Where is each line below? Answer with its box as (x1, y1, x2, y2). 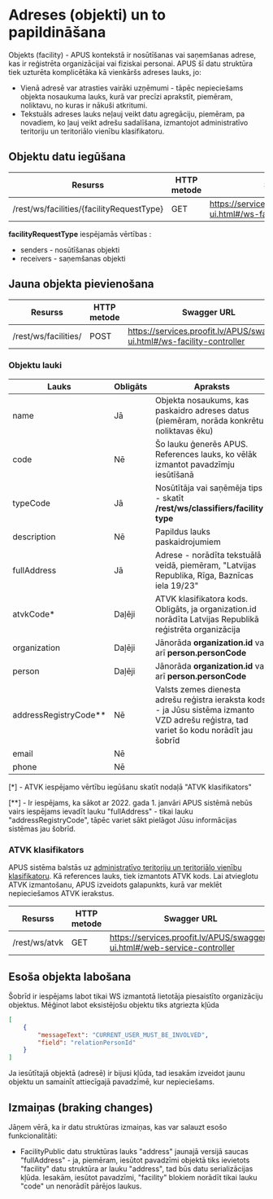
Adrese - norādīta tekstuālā (154, 549, 262, 560)
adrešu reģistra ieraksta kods (154, 694, 266, 705)
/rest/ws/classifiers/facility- (154, 503, 269, 514)
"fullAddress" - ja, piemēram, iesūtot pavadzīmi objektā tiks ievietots (19, 1155, 250, 1166)
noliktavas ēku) (154, 425, 214, 437)
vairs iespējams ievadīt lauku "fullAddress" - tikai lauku (8, 806, 193, 816)
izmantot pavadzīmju (154, 459, 236, 470)
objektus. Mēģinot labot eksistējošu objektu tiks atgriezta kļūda (8, 999, 219, 1009)
